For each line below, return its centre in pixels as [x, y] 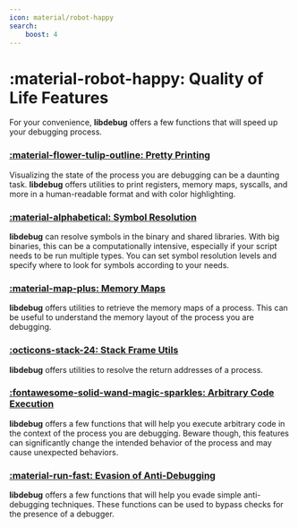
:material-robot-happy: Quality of [136, 78]
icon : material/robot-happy [62, 17]
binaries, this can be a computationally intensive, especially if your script [143, 246]
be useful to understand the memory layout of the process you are [132, 317]
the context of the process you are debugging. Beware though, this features [149, 433]
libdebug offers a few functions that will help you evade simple [125, 495]
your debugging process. [56, 132]
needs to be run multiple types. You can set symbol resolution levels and [143, 255]
